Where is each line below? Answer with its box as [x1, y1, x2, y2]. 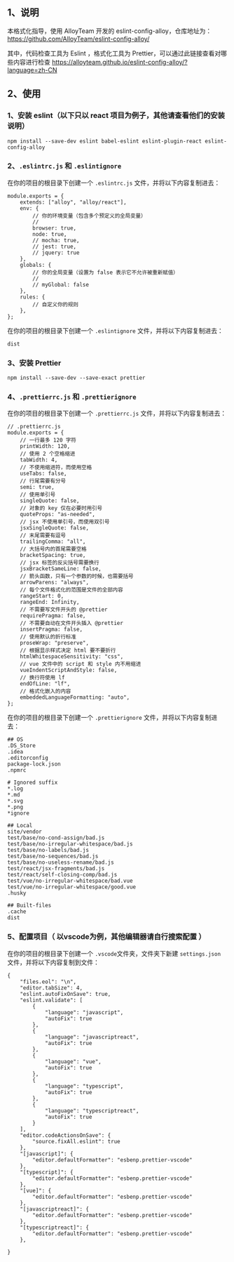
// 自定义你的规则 [32, 301, 78, 308]
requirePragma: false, [20, 612, 86, 619]
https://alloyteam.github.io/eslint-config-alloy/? [51, 58, 188, 66]
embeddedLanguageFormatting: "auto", [20, 694, 130, 701]
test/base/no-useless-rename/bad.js [7, 859, 114, 866]
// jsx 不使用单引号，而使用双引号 [20, 518, 110, 525]
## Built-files [7, 902, 52, 909]
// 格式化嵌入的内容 [20, 688, 71, 695]
